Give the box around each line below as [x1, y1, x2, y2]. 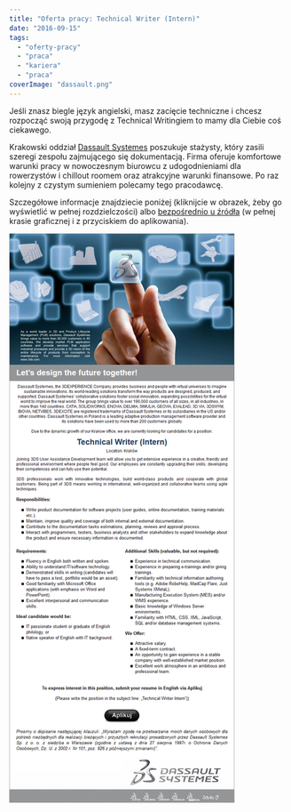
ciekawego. [9, 125, 51, 135]
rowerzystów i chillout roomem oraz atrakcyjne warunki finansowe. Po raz [9, 170, 279, 181]
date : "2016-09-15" [9, 23, 82, 33]
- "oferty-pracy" [17, 43, 82, 52]
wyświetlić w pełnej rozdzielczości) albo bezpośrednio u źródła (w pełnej [9, 205, 276, 217]
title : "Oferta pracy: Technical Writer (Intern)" [9, 14, 201, 23]
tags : [9, 33, 29, 42]
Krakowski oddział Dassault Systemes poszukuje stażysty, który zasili [9, 141, 264, 152]
